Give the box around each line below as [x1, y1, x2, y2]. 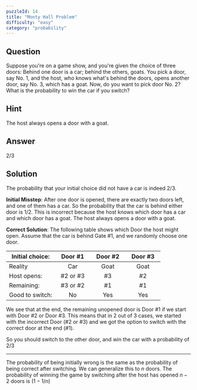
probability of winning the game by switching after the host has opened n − [6, 371, 188, 378]
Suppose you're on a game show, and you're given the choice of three [6, 62, 176, 69]
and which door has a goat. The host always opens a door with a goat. [6, 214, 176, 221]
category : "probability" [6, 25, 67, 31]
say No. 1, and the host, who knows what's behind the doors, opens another [6, 74, 189, 82]
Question [6, 46, 40, 56]
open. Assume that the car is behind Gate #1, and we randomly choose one [6, 232, 188, 239]
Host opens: [9, 272, 43, 280]
